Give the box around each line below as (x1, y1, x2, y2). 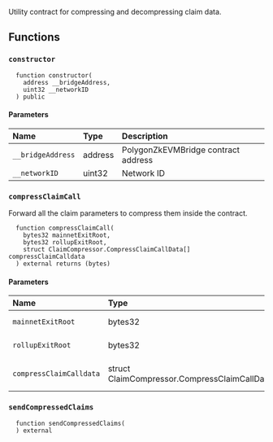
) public (15, 93, 45, 101)
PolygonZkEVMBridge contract (121, 144, 240, 155)
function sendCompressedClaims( (15, 419, 126, 427)
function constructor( (15, 71, 93, 80)
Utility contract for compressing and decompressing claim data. (8, 7, 222, 16)
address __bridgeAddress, (23, 78, 111, 86)
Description (121, 130, 168, 142)
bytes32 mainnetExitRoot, (23, 231, 111, 239)
